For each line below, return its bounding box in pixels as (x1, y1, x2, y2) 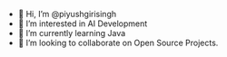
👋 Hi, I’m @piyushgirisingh (17, 9, 116, 19)
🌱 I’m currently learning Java (17, 28, 126, 38)
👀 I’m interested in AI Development (17, 18, 148, 29)
